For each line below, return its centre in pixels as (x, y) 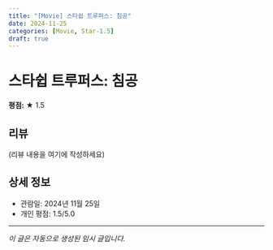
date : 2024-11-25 (38, 24)
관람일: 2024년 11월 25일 (60, 203)
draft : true (28, 39)
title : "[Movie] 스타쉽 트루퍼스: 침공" (70, 16)
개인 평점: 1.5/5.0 (48, 213)
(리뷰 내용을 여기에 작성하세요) (57, 154)
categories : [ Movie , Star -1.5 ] (61, 31)
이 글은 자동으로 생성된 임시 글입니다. (67, 238)
